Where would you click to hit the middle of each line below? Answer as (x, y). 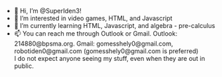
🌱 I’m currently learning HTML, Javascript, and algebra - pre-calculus (115, 26)
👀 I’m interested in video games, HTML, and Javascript (93, 18)
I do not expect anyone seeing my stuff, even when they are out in (109, 58)
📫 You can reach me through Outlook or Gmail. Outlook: (96, 34)
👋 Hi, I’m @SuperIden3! (48, 11)
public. (24, 66)
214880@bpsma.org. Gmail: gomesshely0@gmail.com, (93, 43)
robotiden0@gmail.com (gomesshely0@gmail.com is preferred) (106, 51)
